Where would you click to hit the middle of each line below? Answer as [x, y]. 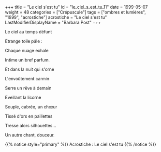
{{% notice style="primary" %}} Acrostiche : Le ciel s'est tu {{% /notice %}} [80, 144]
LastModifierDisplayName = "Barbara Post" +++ [53, 22]
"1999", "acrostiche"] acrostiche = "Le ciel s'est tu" [56, 17]
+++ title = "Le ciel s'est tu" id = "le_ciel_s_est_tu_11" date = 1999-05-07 [76, 7]
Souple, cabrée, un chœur [31, 107]
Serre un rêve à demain [28, 88]
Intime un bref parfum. [27, 60]
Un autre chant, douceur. [30, 135]
